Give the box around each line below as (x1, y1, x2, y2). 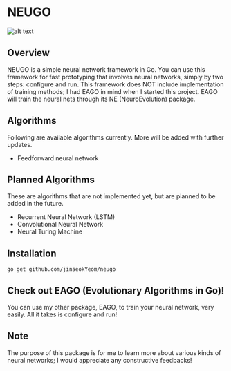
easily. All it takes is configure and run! (7, 310, 118, 318)
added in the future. (7, 200, 64, 208)
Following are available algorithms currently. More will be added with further (7, 133, 224, 142)
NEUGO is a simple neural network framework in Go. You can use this (7, 65, 205, 73)
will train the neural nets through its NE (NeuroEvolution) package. (7, 95, 196, 103)
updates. (7, 140, 33, 149)
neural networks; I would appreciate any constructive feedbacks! (7, 356, 192, 364)
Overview (7, 47, 50, 59)
